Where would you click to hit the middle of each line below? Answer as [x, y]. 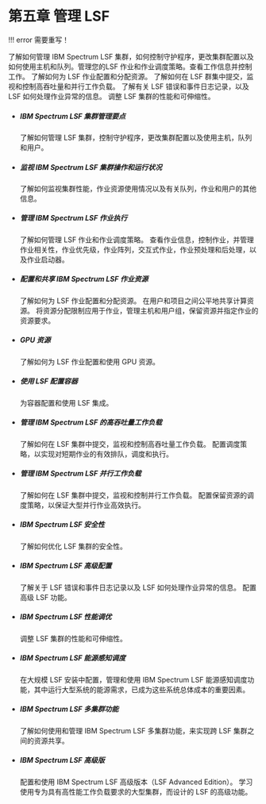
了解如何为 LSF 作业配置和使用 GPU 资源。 [90, 361]
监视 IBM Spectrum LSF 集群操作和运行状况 [91, 167]
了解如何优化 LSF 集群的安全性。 [73, 546]
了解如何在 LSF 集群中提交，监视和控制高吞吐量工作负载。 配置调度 [130, 444]
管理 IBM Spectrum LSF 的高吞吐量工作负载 [91, 422]
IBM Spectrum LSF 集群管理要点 [73, 116]
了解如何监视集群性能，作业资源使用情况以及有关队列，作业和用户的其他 [138, 188]
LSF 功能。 [53, 597]
